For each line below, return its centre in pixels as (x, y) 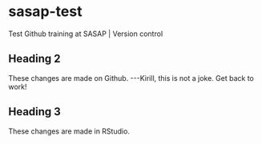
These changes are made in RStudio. (69, 131)
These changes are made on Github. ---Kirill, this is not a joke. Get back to (131, 78)
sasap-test (45, 12)
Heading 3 (35, 112)
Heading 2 (35, 59)
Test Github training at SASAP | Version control (86, 34)
